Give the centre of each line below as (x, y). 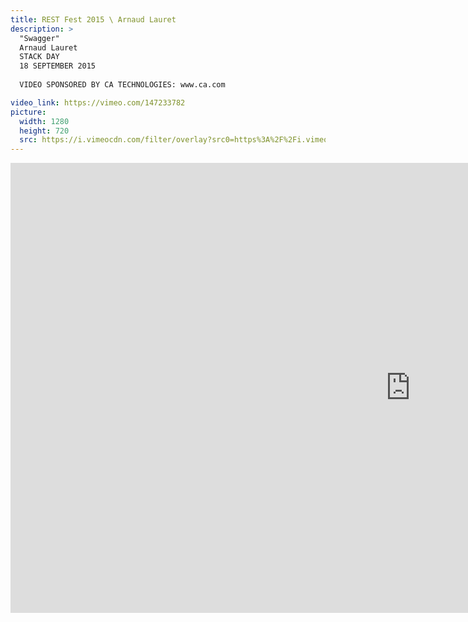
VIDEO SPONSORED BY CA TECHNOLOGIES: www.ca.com (122, 85)
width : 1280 (44, 121)
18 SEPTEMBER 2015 (58, 66)
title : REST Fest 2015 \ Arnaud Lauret (93, 19)
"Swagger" (39, 38)
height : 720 (44, 131)
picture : (28, 112)
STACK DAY (39, 57)
